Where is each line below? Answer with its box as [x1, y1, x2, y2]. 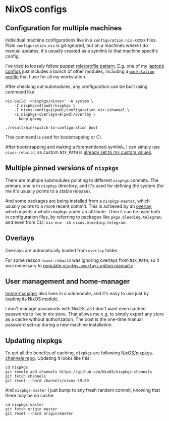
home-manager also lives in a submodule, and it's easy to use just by [5, 291, 149, 297]
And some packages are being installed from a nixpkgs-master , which [5, 198, 150, 204]
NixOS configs [5, 4, 67, 15]
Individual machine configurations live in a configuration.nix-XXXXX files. [5, 37, 157, 43]
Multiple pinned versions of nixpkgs [5, 164, 119, 172]
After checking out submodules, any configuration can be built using [5, 83, 148, 89]
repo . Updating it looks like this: [25, 355, 91, 361]
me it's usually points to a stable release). [5, 188, 92, 194]
